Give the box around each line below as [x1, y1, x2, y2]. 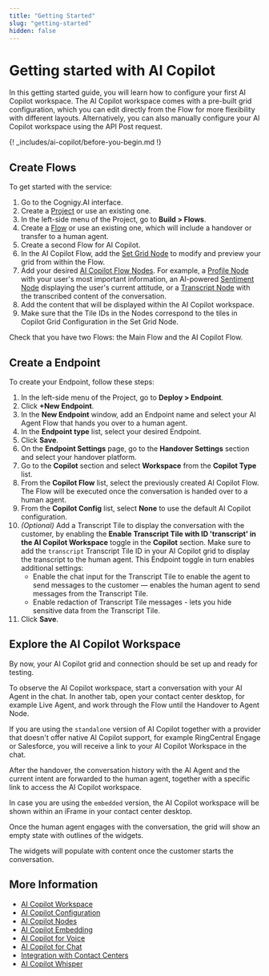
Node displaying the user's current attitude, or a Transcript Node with [20, 283, 251, 293]
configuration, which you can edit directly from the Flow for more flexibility [9, 105, 255, 115]
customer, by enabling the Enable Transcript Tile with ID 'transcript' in [20, 529, 257, 539]
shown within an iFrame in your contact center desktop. [9, 806, 193, 815]
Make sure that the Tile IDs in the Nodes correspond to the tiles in [20, 308, 238, 318]
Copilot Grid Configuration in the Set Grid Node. [20, 317, 179, 327]
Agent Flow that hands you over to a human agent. [20, 418, 187, 428]
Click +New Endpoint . [20, 401, 94, 410]
